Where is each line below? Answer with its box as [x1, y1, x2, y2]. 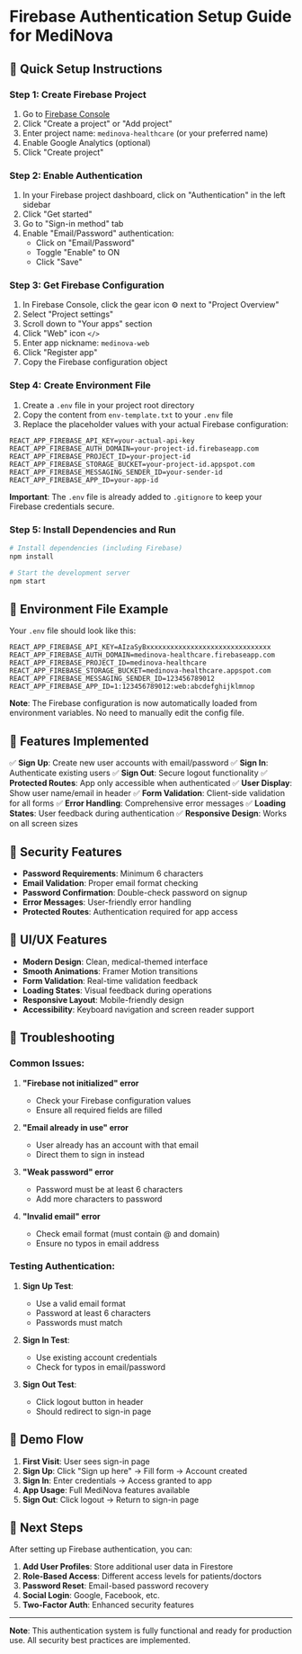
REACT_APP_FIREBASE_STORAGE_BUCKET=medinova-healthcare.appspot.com [9, 666, 271, 675]
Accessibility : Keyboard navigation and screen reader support [22, 1004, 254, 1015]
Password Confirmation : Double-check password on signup [22, 888, 248, 898]
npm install [9, 551, 54, 561]
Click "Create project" [22, 147, 104, 157]
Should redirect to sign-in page [35, 1406, 152, 1417]
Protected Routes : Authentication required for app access [22, 907, 238, 916]
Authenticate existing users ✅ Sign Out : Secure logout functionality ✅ [9, 767, 268, 779]
